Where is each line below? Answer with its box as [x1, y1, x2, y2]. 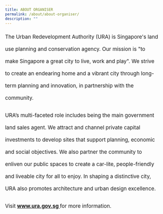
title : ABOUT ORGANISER [5, 7, 54, 12]
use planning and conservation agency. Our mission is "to [5, 46, 145, 53]
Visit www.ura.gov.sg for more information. [5, 203, 112, 210]
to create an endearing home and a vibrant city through [5, 70, 140, 77]
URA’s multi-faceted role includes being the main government [5, 112, 155, 119]
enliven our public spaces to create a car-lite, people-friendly [5, 161, 154, 168]
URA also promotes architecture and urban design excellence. [5, 185, 156, 192]
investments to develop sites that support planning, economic [5, 136, 155, 143]
